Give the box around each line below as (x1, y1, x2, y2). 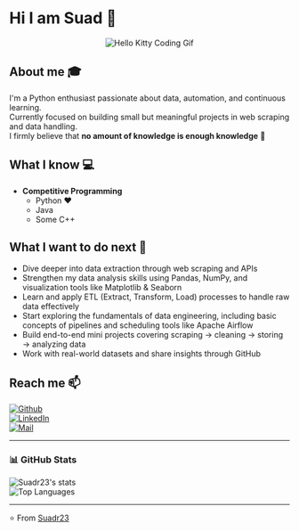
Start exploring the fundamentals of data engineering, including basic (21, 311, 278, 322)
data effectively (21, 301, 80, 312)
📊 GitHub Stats (9, 453, 77, 466)
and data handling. (9, 120, 78, 132)
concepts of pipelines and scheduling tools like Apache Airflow (21, 320, 254, 331)
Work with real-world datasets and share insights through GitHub (21, 348, 261, 359)
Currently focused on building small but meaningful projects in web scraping (9, 111, 290, 122)
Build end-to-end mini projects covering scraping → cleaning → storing (21, 330, 283, 340)
